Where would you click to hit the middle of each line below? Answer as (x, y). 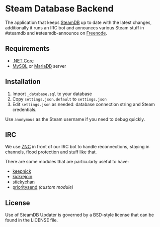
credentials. (24, 110)
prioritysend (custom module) (43, 187)
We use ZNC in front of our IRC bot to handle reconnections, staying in (78, 147)
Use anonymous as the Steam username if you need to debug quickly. (75, 119)
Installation (23, 82)
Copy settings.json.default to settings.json (59, 99)
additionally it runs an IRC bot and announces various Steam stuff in (75, 27)
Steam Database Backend (59, 9)
